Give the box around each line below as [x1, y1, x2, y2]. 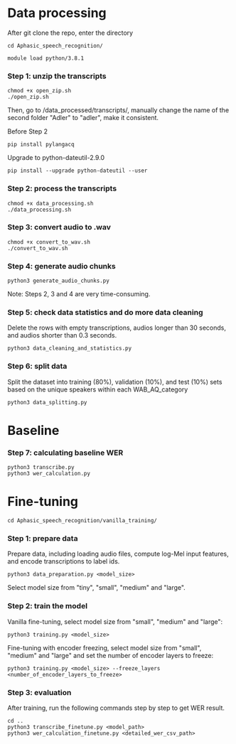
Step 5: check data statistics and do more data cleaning [7, 308, 203, 318]
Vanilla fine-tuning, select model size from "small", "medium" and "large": [7, 617, 223, 626]
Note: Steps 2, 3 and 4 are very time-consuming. [7, 290, 151, 298]
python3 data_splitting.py [7, 399, 87, 406]
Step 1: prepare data [7, 534, 78, 544]
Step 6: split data [7, 361, 68, 371]
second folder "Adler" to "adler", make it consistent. [7, 114, 159, 122]
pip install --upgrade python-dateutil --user [7, 167, 148, 175]
